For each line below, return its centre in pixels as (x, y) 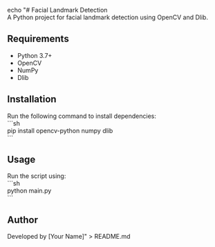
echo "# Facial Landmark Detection (57, 10)
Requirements (38, 39)
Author (22, 220)
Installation (32, 99)
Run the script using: (37, 176)
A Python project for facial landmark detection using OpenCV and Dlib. (108, 17)
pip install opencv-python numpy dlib (60, 130)
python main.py (29, 191)
